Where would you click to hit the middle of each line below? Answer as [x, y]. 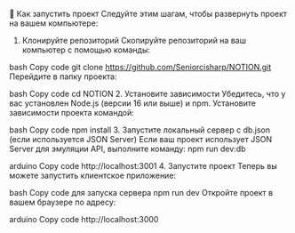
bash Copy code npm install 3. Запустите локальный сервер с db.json [140, 130]
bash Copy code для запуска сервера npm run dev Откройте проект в [141, 193]
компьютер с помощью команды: [86, 50]
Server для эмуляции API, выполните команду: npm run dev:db [128, 149]
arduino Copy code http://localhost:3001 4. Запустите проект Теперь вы [143, 166]
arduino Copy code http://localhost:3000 [84, 219]
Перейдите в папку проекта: [63, 76]
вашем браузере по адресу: [63, 202]
